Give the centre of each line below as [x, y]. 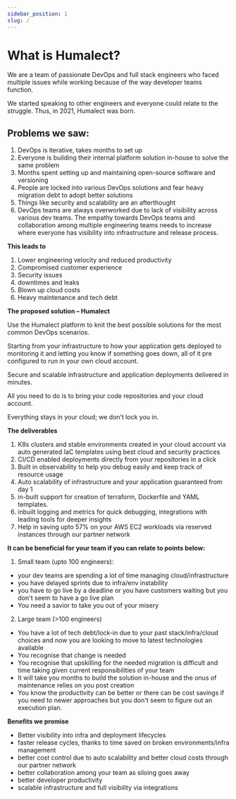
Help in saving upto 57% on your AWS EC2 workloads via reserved [114, 527]
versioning [33, 180]
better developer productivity [60, 780]
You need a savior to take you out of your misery [88, 606]
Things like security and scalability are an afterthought [97, 203]
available [30, 648]
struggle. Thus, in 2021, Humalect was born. [72, 111]
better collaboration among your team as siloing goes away [104, 773]
